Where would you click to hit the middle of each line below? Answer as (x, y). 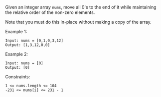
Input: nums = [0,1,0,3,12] (34, 41)
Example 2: (17, 54)
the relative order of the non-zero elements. (50, 12)
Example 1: (16, 31)
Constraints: (18, 77)
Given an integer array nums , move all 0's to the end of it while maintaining (81, 7)
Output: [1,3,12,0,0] (28, 45)
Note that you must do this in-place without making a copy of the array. (79, 22)
